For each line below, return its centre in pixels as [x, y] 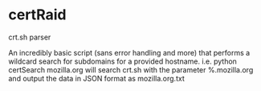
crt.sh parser [30, 37]
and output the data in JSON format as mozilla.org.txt [96, 78]
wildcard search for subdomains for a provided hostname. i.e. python [122, 61]
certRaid [37, 15]
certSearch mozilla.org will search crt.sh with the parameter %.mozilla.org [131, 69]
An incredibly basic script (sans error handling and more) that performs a [129, 52]
